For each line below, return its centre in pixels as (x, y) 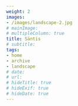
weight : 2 (18, 11)
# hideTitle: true (29, 83)
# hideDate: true (27, 94)
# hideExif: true (27, 88)
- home (14, 55)
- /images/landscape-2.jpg (39, 22)
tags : (13, 50)
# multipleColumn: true (35, 34)
